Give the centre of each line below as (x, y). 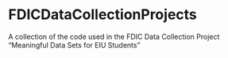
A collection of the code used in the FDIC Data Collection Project (114, 37)
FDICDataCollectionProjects (102, 15)
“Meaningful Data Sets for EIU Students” (74, 44)
